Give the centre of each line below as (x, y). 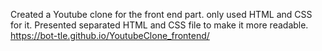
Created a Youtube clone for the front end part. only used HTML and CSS (161, 14)
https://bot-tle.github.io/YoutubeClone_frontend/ (110, 35)
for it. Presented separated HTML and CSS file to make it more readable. (159, 25)
